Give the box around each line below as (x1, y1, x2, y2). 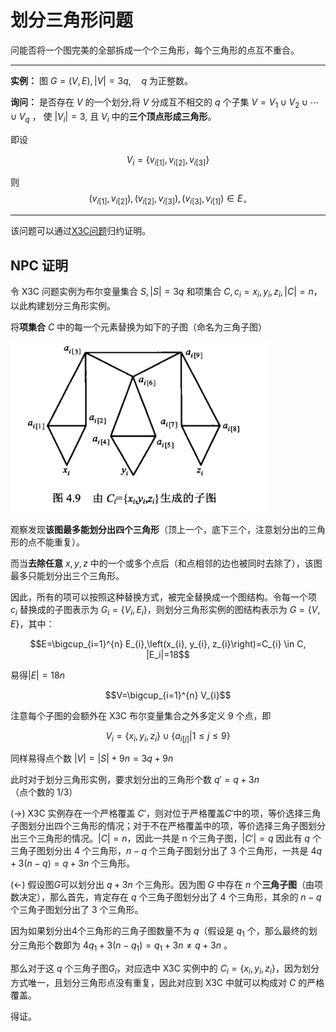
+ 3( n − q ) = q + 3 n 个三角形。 (10, 857, 136, 870)
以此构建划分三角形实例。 (10, 299, 116, 311)
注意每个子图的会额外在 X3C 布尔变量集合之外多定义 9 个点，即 (10, 709, 272, 721)
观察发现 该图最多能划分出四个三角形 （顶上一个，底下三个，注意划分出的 (10, 523, 308, 535)
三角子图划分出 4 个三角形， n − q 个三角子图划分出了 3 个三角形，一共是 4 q (10, 845, 323, 857)
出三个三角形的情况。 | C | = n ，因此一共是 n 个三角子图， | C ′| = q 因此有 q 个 (10, 832, 322, 845)
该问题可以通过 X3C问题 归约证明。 (10, 225, 152, 237)
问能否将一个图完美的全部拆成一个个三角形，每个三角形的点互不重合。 (10, 44, 300, 56)
